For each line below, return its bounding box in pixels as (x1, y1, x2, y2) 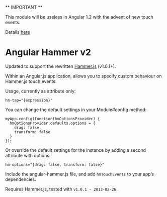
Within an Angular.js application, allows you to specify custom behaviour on (5, 73, 162, 79)
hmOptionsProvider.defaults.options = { (10, 121, 96, 126)
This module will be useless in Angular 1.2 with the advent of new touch (5, 14, 153, 20)
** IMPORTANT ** (5, 5, 43, 10)
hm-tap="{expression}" (5, 97, 53, 103)
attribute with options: (5, 152, 51, 158)
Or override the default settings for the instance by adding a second (5, 147, 146, 153)
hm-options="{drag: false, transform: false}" (5, 162, 105, 167)
